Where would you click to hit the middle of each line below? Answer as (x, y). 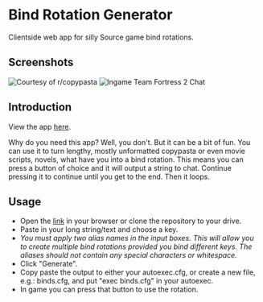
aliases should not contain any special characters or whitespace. (128, 255)
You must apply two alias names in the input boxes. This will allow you (137, 238)
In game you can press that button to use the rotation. (109, 290)
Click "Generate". (49, 264)
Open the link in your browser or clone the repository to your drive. (131, 221)
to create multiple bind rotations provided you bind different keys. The (136, 246)
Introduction (40, 108)
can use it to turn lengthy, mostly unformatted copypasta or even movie (127, 151)
